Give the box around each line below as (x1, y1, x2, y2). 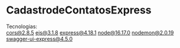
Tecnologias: (6, 23, 37, 30)
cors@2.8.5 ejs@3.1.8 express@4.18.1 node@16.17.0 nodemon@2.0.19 (6, 29, 174, 36)
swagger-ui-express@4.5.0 (6, 35, 73, 42)
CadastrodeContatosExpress (6, 4, 152, 17)
